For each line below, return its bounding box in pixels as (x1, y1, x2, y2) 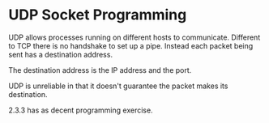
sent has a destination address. (8, 49, 113, 59)
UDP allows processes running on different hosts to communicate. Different (8, 32, 261, 42)
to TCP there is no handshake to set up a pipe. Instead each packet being (8, 40, 254, 50)
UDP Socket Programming (8, 6, 187, 24)
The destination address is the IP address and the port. (8, 65, 192, 74)
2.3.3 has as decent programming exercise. (8, 105, 153, 115)
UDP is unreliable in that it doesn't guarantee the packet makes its (8, 81, 228, 91)
